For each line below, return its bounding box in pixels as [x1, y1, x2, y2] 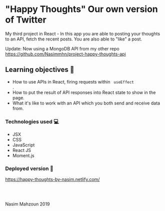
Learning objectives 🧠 [5, 65, 74, 74]
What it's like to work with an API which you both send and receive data [12, 100, 160, 106]
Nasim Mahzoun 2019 [5, 201, 50, 207]
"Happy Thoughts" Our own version [5, 3, 158, 15]
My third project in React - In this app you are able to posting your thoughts [5, 30, 160, 36]
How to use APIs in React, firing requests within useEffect [12, 78, 134, 84]
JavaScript [12, 142, 35, 148]
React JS [12, 147, 31, 153]
